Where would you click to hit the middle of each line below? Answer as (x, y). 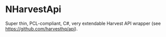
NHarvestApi (33, 9)
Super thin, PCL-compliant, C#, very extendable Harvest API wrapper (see (83, 23)
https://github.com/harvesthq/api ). (41, 28)
